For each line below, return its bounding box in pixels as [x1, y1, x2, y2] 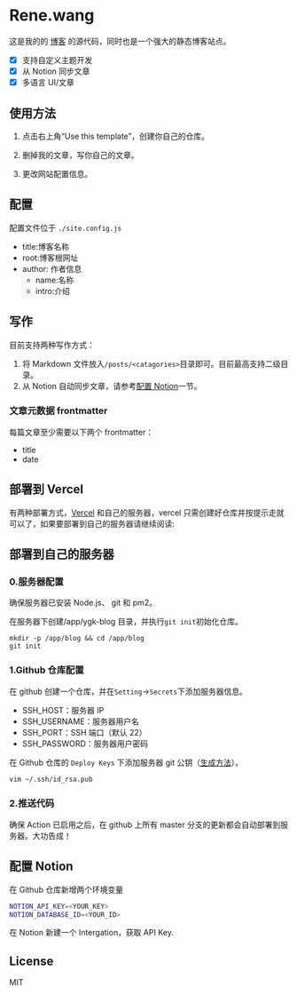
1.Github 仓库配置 [9, 664, 84, 676]
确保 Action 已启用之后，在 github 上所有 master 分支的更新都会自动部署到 [9, 819, 281, 830]
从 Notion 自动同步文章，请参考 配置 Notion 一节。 [21, 380, 202, 391]
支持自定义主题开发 [21, 54, 93, 65]
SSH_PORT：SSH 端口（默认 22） [21, 727, 148, 737]
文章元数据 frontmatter [9, 405, 108, 418]
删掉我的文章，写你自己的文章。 [21, 149, 139, 160]
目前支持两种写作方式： [9, 339, 95, 350]
